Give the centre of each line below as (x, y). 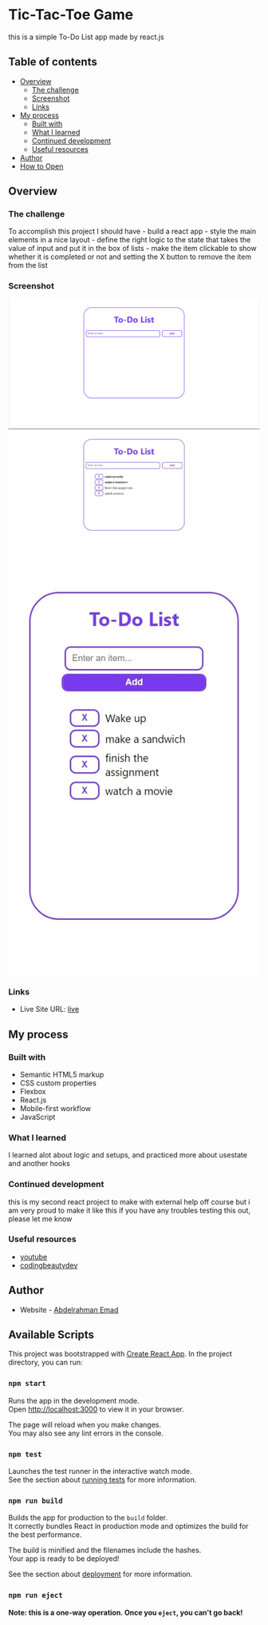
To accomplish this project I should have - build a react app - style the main (132, 231)
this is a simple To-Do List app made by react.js (87, 37)
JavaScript (37, 1117)
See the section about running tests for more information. (102, 1480)
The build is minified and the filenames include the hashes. (105, 1550)
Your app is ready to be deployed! (64, 1559)
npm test (25, 1454)
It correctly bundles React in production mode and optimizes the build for (128, 1526)
